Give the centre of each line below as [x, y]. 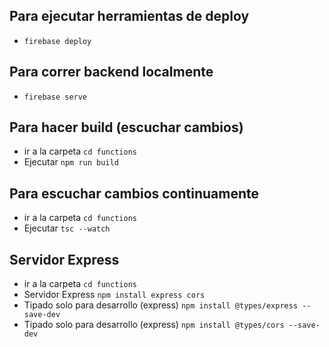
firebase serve [55, 97]
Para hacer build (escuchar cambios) [126, 127]
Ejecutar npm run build [71, 162]
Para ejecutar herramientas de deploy [129, 16]
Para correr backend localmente [111, 72]
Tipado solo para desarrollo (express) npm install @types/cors [154, 325]
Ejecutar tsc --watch [67, 228]
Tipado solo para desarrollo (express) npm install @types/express [161, 305]
